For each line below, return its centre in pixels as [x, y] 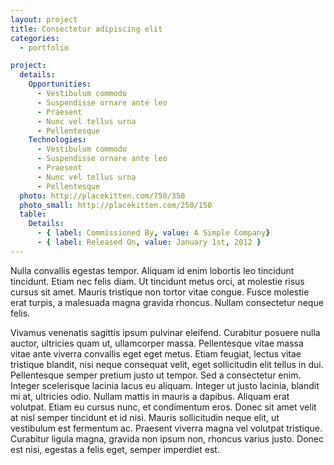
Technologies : [57, 140]
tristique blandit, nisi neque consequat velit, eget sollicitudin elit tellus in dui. [167, 364]
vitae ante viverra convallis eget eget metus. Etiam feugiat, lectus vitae [156, 353]
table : [33, 214]
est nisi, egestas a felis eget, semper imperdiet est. [115, 449]
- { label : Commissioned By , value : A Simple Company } [153, 233]
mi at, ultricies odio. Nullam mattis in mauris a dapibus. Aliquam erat [150, 396]
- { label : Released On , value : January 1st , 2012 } [149, 242]
